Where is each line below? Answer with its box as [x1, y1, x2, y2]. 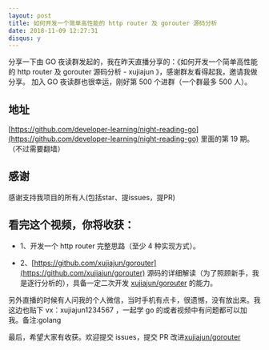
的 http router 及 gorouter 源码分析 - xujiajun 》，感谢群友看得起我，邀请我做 [8, 67, 258, 77]
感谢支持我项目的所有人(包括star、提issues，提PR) [8, 192, 176, 202]
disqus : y [8, 34, 42, 42]
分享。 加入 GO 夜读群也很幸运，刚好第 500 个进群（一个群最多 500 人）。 [8, 77, 252, 86]
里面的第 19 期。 [200, 134, 255, 144]
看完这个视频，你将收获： [8, 218, 134, 232]
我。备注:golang [8, 315, 62, 324]
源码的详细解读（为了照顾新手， [147, 268, 253, 277]
